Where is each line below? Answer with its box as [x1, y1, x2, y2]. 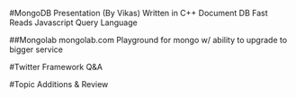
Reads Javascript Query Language [9, 17, 138, 28]
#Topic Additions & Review [9, 79, 109, 89]
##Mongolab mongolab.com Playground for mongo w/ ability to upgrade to [9, 35, 288, 45]
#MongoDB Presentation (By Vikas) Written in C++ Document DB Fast [9, 8, 268, 18]
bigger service [9, 44, 63, 55]
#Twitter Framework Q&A [9, 62, 103, 72]
